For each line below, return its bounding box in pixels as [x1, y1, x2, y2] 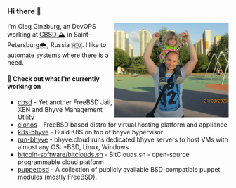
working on [7, 82, 41, 90]
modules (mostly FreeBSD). [17, 173, 97, 181]
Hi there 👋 [7, 6, 42, 16]
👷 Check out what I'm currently [7, 74, 100, 83]
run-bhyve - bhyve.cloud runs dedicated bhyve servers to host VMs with [17, 135, 228, 144]
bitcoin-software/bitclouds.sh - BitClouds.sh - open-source [17, 150, 190, 158]
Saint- [73, 30, 91, 39]
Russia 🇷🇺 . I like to [50, 41, 107, 49]
